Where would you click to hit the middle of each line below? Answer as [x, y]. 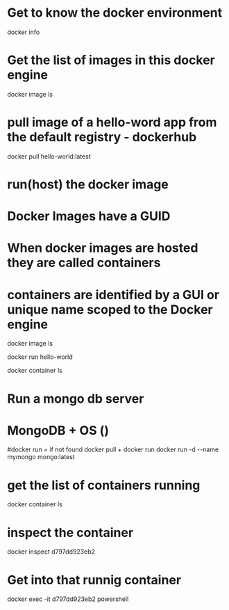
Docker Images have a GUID [89, 216]
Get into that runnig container [94, 580]
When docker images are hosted [103, 248]
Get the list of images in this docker [111, 60]
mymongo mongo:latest [41, 457]
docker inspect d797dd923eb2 [51, 552]
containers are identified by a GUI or [113, 295]
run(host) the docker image [88, 184]
